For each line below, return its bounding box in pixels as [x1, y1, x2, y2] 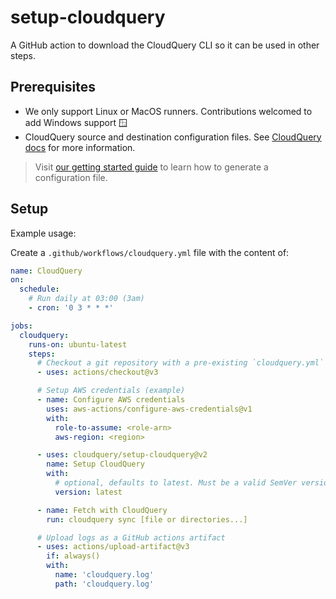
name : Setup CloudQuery [46, 459, 145, 470]
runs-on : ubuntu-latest [28, 339, 128, 350]
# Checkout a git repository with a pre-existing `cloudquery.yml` [36, 358, 325, 368]
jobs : [10, 321, 33, 331]
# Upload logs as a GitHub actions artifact [36, 532, 226, 543]
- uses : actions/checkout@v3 [36, 367, 159, 378]
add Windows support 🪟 [24, 116, 128, 128]
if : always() [46, 551, 101, 561]
